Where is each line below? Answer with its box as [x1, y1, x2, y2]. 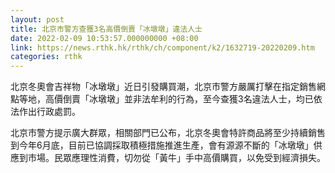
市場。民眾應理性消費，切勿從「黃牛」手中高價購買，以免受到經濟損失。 [27, 152, 326, 164]
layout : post [10, 14, 65, 25]
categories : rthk [10, 52, 83, 62]
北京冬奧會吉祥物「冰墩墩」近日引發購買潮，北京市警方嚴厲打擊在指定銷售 [10, 81, 317, 93]
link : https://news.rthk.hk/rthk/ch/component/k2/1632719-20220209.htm [10, 42, 315, 53]
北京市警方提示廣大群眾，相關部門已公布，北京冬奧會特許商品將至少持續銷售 [10, 127, 326, 139]
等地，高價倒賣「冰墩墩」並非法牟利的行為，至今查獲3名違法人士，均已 [18, 93, 314, 105]
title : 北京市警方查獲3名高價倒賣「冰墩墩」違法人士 [10, 24, 203, 34]
